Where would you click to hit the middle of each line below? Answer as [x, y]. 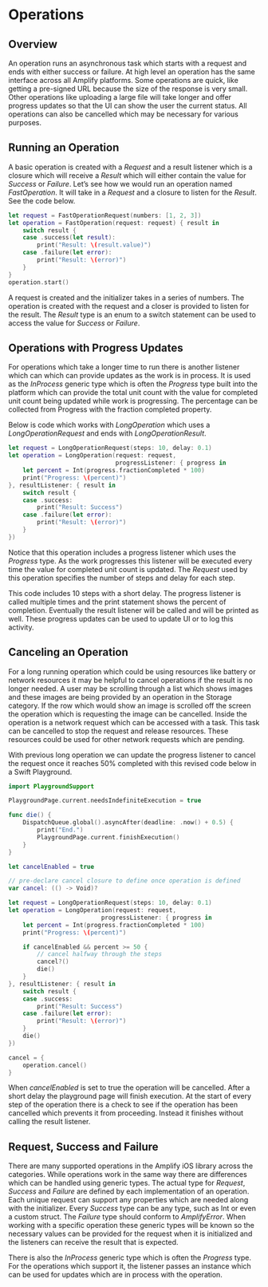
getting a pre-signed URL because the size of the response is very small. [128, 89]
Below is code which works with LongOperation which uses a [109, 425]
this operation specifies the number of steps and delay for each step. [122, 578]
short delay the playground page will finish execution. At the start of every [130, 1096]
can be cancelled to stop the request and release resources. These [118, 731]
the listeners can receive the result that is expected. [93, 1242]
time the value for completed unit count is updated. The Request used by [128, 569]
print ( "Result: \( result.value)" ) [94, 245]
